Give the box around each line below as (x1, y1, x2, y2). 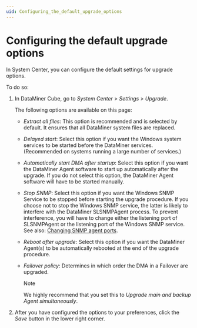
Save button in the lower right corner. (14, 315, 105, 322)
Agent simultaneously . (23, 297, 78, 304)
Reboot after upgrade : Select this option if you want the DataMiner (23, 238, 185, 245)
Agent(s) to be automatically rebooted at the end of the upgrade (23, 245, 179, 252)
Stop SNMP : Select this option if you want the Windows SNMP (23, 189, 175, 196)
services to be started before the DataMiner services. (23, 142, 153, 149)
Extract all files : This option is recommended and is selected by (23, 118, 178, 125)
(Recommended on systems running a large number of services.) (23, 148, 182, 155)
